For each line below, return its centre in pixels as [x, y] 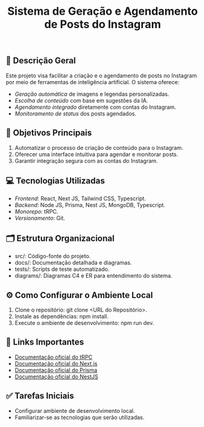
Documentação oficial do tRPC [53, 357]
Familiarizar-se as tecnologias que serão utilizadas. [80, 417]
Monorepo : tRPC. [37, 212]
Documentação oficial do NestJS [57, 377]
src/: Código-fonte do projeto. [53, 256]
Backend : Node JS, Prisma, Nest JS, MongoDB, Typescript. [90, 205]
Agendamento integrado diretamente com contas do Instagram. [95, 107]
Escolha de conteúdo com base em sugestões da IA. [81, 100]
